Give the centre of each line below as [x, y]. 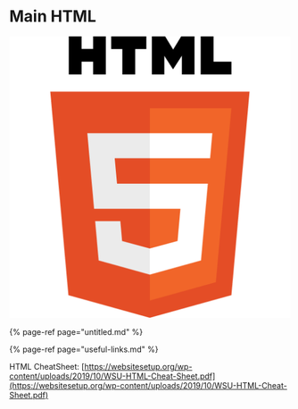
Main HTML [53, 17]
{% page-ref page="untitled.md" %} [76, 331]
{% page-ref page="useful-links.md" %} [84, 349]
